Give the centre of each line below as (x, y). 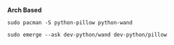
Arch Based (24, 10)
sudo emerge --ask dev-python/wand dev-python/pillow (87, 35)
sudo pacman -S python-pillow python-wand (70, 23)
